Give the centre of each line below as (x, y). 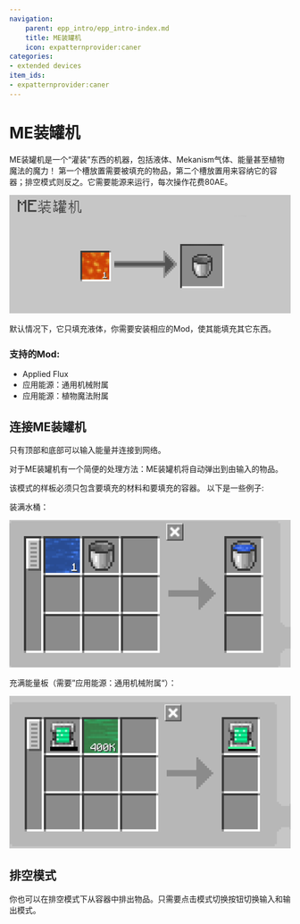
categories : (31, 57)
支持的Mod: (35, 354)
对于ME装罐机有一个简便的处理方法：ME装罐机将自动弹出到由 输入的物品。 (146, 469)
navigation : (31, 19)
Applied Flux (45, 374)
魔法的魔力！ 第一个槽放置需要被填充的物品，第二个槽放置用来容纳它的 (139, 171)
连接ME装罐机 (48, 427)
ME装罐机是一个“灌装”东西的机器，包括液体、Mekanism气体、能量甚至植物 (147, 159)
